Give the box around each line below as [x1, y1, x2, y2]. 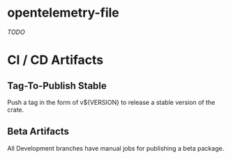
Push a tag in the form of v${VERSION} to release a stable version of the [7, 98, 216, 106]
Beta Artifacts [7, 126, 70, 137]
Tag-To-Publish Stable [7, 80, 107, 92]
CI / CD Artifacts [7, 52, 104, 68]
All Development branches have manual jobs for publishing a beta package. [7, 144, 225, 152]
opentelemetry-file [7, 5, 120, 21]
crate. [7, 106, 24, 114]
